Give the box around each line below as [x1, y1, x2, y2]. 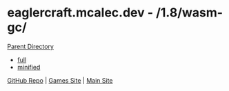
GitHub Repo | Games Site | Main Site [7, 76, 113, 84]
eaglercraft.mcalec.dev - [7, 5, 154, 21]
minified [17, 63, 41, 71]
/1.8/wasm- [155, 5, 223, 21]
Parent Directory [7, 42, 54, 50]
